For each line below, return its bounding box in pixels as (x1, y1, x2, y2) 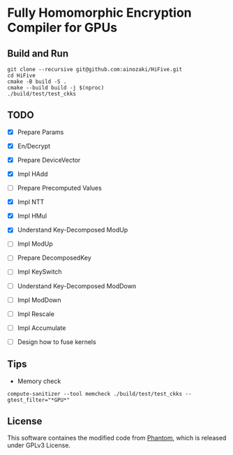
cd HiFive (7, 72, 36, 79)
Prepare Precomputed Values (17, 184, 103, 193)
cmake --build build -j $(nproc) (7, 84, 105, 91)
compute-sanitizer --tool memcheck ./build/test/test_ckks (7, 390, 183, 397)
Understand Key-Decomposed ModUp (17, 225, 128, 234)
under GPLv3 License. (7, 441, 71, 449)
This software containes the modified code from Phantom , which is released (7, 434, 227, 442)
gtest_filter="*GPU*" (7, 396, 70, 403)
